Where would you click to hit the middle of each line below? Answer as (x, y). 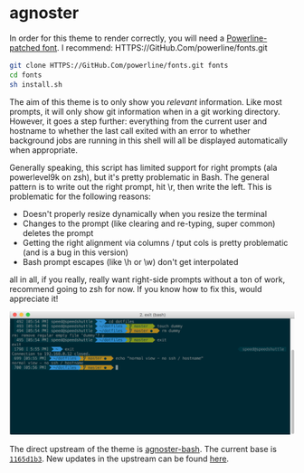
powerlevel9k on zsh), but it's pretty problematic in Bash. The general (139, 177)
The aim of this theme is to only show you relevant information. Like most (146, 101)
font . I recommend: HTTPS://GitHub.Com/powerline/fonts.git (155, 47)
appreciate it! (34, 298)
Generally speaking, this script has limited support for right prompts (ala (143, 167)
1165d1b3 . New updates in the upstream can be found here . (119, 459)
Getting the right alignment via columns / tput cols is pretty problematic (155, 242)
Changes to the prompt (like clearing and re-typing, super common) (149, 223)
